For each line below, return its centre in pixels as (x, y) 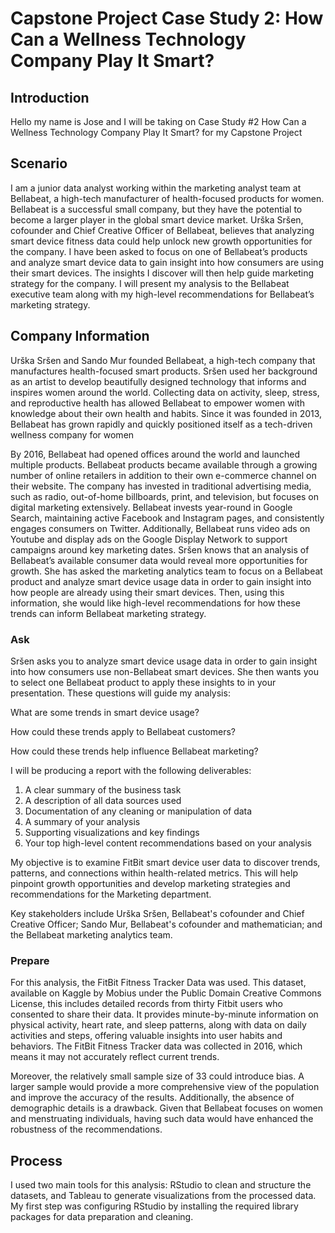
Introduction (50, 97)
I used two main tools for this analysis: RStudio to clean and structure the (161, 1185)
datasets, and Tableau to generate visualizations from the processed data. (163, 1196)
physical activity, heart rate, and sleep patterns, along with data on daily (158, 1025)
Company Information (80, 336)
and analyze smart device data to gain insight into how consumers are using (167, 262)
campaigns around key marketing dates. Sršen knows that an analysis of (160, 549)
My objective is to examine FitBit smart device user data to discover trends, (165, 862)
